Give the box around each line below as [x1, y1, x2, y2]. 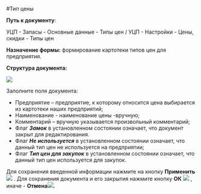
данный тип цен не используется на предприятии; [14, 144, 144, 151]
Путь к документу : [6, 17, 57, 23]
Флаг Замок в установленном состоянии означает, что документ [14, 124, 184, 132]
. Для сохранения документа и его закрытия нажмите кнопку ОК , [13, 175, 193, 182]
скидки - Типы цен [6, 35, 54, 41]
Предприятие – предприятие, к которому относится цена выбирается [14, 99, 196, 106]
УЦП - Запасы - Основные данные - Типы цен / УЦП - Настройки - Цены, [6, 28, 194, 35]
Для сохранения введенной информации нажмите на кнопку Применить [6, 168, 196, 175]
